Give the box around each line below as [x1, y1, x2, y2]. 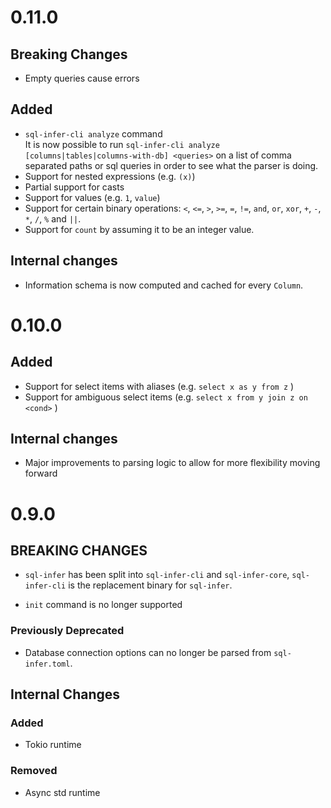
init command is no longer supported [24, 599, 183, 611]
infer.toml [24, 659, 71, 669]
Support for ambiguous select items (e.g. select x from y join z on [24, 391, 308, 403]
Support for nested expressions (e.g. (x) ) [24, 170, 196, 182]
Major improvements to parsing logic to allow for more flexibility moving [24, 457, 321, 469]
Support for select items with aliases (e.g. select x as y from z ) [24, 380, 295, 392]
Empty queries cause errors [24, 72, 140, 84]
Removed [10, 764, 58, 778]
